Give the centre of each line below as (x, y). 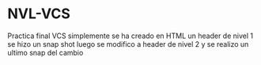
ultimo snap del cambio (45, 52)
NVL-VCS (39, 14)
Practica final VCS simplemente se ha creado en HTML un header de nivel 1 (130, 36)
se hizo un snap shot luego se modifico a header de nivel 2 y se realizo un (128, 44)
